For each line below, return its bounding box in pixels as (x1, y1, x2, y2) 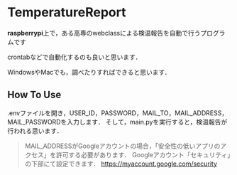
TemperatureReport (7, 4, 126, 21)
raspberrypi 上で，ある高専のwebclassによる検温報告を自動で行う (7, 28, 201, 37)
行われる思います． (7, 126, 63, 135)
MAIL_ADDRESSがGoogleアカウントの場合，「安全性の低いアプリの (24, 142, 221, 150)
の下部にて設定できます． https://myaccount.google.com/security (24, 159, 218, 168)
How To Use (7, 89, 62, 101)
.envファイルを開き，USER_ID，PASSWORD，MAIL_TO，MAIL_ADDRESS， (7, 108, 228, 117)
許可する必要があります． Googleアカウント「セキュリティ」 (55, 150, 231, 159)
